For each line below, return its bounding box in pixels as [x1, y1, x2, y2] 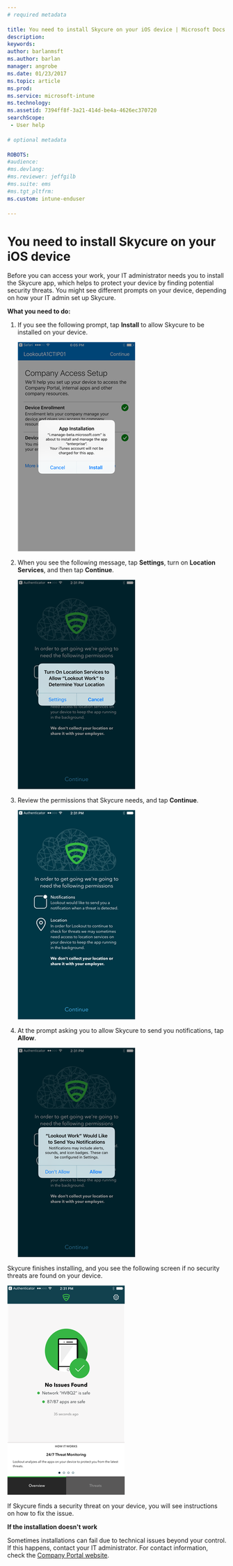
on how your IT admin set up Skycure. [7, 294, 116, 302]
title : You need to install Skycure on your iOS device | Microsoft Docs [7, 26, 226, 33]
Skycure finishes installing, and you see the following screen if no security [7, 1264, 220, 1273]
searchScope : [7, 114, 45, 121]
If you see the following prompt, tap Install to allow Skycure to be [17, 321, 205, 329]
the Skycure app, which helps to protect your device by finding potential [7, 279, 214, 288]
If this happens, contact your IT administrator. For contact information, [7, 1544, 209, 1552]
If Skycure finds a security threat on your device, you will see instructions [7, 1502, 218, 1510]
